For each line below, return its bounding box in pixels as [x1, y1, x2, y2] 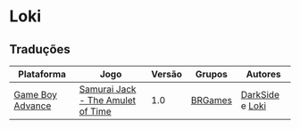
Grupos [195, 69, 228, 80]
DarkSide [240, 89, 279, 101]
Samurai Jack [79, 83, 137, 95]
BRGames [190, 94, 232, 106]
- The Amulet [79, 94, 137, 106]
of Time [79, 105, 112, 117]
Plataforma [17, 69, 67, 80]
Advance [13, 100, 52, 112]
